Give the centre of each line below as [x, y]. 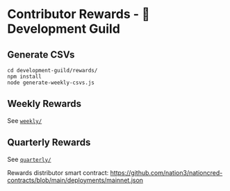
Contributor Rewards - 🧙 [79, 14]
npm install [24, 76]
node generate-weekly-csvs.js [51, 83]
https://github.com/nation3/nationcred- [166, 172]
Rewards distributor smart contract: [58, 172]
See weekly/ [25, 120]
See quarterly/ [29, 159]
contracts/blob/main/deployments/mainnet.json [75, 180]
